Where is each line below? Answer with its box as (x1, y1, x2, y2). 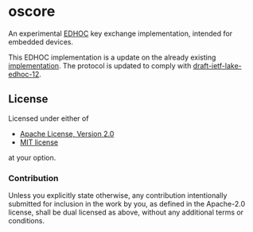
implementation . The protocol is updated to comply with (8, 60, 192, 70)
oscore (8, 2, 56, 21)
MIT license (19, 137, 58, 147)
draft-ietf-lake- (193, 60, 243, 70)
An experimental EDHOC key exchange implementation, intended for (8, 29, 233, 38)
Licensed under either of (8, 114, 89, 123)
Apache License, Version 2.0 (19, 129, 115, 138)
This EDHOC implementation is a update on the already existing (8, 52, 216, 62)
